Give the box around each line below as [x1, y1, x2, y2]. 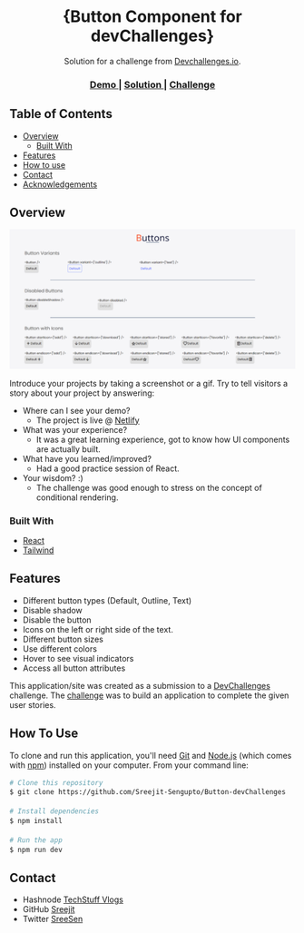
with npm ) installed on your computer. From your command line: [9, 760, 250, 771]
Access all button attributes [22, 663, 126, 673]
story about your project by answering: [9, 388, 155, 398]
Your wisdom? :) [22, 472, 83, 483]
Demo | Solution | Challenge [89, 78, 216, 91]
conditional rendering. [35, 492, 119, 503]
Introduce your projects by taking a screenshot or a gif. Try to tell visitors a [9, 378, 289, 388]
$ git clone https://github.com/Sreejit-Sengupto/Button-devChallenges [9, 788, 286, 797]
